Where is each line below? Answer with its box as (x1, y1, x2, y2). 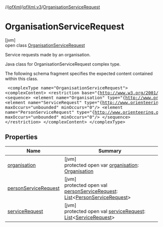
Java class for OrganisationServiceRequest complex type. (5, 61, 121, 67)
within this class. (5, 75, 38, 82)
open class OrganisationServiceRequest (5, 42, 85, 48)
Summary (98, 147, 122, 154)
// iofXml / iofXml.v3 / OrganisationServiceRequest (5, 4, 100, 10)
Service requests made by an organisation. (5, 52, 91, 57)
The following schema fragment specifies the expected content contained (5, 70, 153, 76)
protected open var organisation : (64, 161, 139, 168)
